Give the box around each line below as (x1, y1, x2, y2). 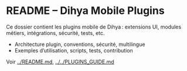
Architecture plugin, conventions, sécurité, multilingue (14, 41, 145, 48)
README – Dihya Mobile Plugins (6, 4, 165, 17)
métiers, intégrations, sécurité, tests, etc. (6, 29, 105, 36)
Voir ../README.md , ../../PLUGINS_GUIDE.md (6, 58, 114, 65)
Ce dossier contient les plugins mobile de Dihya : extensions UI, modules (6, 23, 182, 30)
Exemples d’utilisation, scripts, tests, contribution (14, 47, 133, 54)
